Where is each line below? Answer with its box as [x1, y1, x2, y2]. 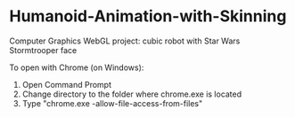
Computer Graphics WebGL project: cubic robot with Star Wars [9, 35, 241, 46]
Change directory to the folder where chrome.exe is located [21, 89, 242, 99]
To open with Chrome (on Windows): [9, 62, 144, 73]
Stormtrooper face [9, 44, 78, 55]
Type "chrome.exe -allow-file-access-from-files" [21, 97, 203, 108]
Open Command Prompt [21, 79, 112, 90]
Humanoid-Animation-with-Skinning [9, 6, 287, 27]
